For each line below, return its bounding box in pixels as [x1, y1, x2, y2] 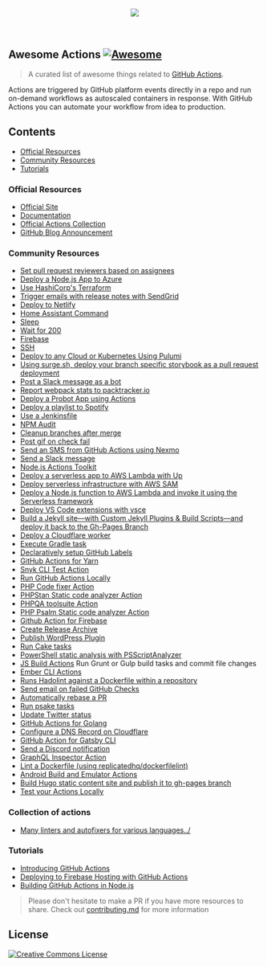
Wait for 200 [19, 325, 62, 335]
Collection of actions [8, 807, 91, 818]
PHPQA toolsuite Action [19, 599, 99, 608]
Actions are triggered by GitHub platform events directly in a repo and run [8, 84, 252, 94]
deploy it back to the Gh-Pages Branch [19, 522, 149, 532]
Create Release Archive [19, 624, 98, 634]
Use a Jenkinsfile [19, 411, 78, 421]
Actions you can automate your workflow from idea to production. [8, 101, 226, 112]
